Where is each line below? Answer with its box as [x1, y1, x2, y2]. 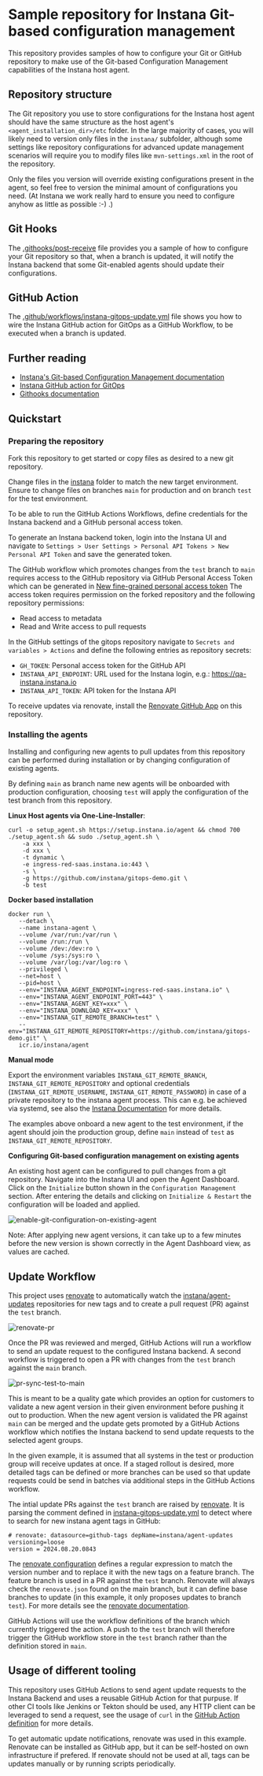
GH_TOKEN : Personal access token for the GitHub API [19, 660, 186, 670]
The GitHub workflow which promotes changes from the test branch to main [8, 565, 255, 574]
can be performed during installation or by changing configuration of [8, 755, 231, 765]
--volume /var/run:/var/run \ [18, 931, 118, 939]
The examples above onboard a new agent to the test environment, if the [8, 1119, 243, 1129]
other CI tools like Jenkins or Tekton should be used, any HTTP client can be [8, 1701, 256, 1711]
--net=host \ [18, 973, 61, 981]
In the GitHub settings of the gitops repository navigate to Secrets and [8, 636, 235, 647]
